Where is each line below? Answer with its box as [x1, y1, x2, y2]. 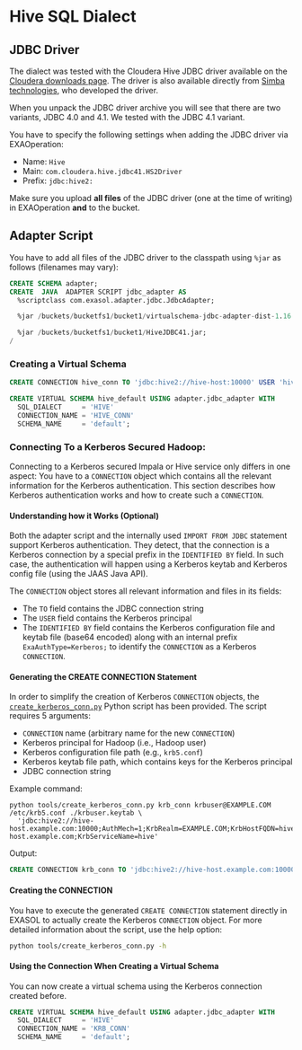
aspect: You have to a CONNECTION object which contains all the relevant [9, 471, 272, 481]
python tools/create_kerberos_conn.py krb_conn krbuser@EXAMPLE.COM [9, 801, 271, 810]
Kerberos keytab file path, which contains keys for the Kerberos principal [22, 756, 293, 767]
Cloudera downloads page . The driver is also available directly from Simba [9, 75, 286, 86]
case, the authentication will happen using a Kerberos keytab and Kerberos [9, 559, 288, 569]
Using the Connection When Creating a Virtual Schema [9, 960, 219, 971]
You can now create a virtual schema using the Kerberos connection [9, 981, 262, 992]
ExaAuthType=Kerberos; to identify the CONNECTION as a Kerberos [22, 641, 257, 652]
